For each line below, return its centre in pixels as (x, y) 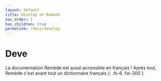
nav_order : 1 (19, 19)
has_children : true (26, 24)
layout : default (22, 10)
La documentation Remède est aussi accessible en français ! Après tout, (81, 68)
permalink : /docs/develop (33, 29)
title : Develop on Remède (33, 15)
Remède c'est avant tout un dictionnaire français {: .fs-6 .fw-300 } (74, 73)
